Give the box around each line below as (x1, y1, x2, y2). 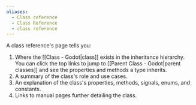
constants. (14, 85, 41, 93)
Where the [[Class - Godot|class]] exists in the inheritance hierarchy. (14, 53, 185, 61)
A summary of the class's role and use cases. (14, 73, 128, 80)
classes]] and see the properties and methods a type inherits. (14, 67, 167, 74)
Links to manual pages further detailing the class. (14, 92, 137, 99)
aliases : (6, 8, 28, 15)
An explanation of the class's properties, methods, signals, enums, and (14, 79, 191, 86)
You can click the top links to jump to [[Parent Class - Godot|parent (14, 60, 181, 67)
